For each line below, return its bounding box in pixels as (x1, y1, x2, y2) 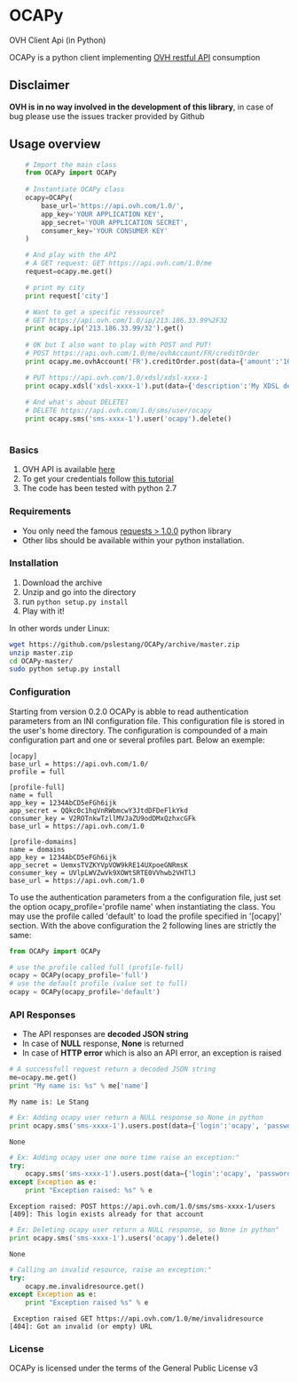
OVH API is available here (21, 464, 115, 475)
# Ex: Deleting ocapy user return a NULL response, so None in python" (9, 1225, 279, 1234)
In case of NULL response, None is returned (21, 1038, 184, 1049)
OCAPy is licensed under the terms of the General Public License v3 (9, 1362, 259, 1374)
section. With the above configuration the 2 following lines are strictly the (9, 920, 277, 930)
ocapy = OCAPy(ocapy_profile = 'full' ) (9, 971, 149, 980)
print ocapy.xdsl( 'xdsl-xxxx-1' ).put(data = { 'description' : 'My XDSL (25, 382, 279, 390)
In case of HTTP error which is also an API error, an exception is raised (21, 1048, 282, 1058)
